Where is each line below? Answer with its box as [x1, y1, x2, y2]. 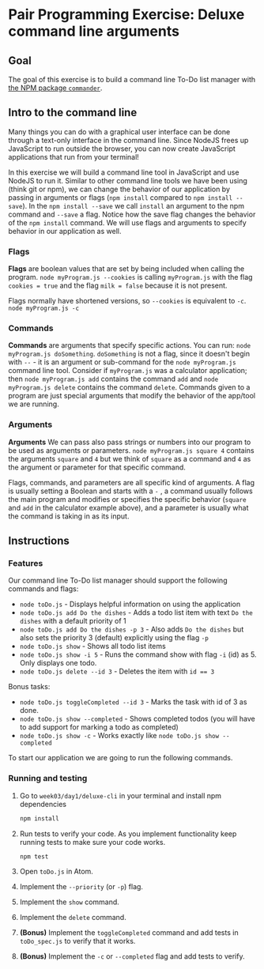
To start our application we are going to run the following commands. [8, 753, 233, 763]
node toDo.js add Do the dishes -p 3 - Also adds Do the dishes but [19, 624, 244, 634]
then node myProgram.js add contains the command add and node [8, 374, 219, 384]
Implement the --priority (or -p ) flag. [19, 882, 144, 892]
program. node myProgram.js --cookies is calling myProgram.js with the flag [8, 273, 253, 282]
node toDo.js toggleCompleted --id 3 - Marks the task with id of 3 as [19, 697, 247, 707]
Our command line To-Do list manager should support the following [8, 575, 228, 586]
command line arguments [8, 22, 180, 40]
